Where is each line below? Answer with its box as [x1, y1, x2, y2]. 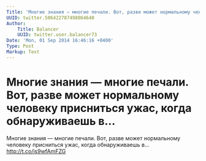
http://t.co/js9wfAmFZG [6, 148, 66, 155]
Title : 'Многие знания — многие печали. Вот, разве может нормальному [6, 9, 191, 15]
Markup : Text [6, 49, 40, 55]
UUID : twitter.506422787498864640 [6, 15, 95, 21]
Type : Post [6, 43, 34, 50]
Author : [6, 20, 26, 26]
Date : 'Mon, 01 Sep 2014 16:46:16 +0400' [6, 37, 114, 43]
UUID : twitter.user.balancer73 [17, 32, 97, 38]
